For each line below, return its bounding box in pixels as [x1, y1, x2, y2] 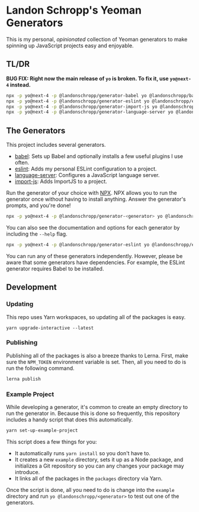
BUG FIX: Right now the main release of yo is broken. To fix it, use [6, 75, 169, 82]
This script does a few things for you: [6, 438, 97, 445]
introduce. [14, 468, 40, 475]
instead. [9, 81, 31, 88]
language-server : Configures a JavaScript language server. [14, 172, 160, 179]
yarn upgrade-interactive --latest [6, 325, 94, 331]
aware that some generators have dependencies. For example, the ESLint [6, 259, 185, 266]
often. [14, 159, 30, 166]
